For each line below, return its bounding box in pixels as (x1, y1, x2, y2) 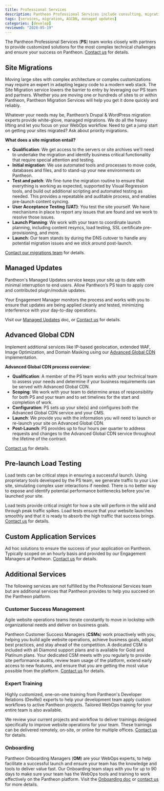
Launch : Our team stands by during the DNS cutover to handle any (12, 235, 147, 240)
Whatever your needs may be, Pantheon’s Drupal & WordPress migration (5, 112, 151, 118)
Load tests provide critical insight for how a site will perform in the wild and (5, 503, 156, 508)
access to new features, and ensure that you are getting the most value (5, 663, 148, 669)
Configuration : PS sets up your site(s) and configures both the (12, 405, 139, 410)
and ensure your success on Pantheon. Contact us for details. (5, 49, 129, 55)
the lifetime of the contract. (12, 435, 67, 441)
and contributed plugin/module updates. (5, 287, 86, 293)
